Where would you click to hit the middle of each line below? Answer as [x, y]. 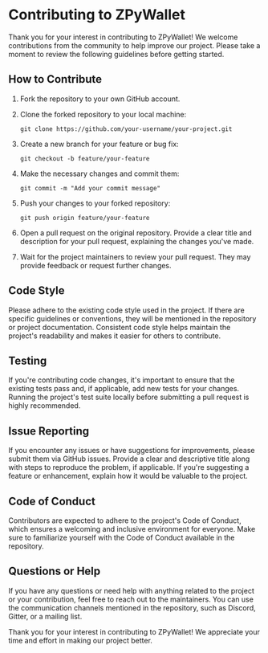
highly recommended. [45, 406]
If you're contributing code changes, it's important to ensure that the [122, 380]
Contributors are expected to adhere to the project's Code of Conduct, [125, 520]
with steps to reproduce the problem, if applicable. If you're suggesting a [129, 467]
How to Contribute [55, 79]
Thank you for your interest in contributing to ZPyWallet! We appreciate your [134, 631]
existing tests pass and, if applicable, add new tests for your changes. [124, 389]
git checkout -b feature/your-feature [85, 158]
